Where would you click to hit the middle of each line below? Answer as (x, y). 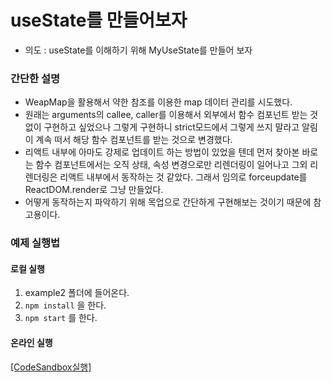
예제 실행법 (35, 243)
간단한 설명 (35, 78)
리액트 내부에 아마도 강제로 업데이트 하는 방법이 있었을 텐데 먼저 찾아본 (162, 152)
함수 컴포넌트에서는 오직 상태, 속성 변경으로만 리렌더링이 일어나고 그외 (171, 165)
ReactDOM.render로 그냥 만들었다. (94, 190)
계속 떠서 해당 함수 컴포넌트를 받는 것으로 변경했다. (134, 140)
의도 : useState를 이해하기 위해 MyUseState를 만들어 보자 (138, 50)
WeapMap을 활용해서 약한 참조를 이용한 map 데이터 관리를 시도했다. (158, 102)
